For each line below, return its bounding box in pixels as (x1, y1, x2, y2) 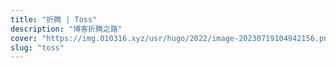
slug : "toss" (10, 42, 65, 53)
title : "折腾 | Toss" (10, 14, 98, 25)
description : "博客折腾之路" (10, 24, 123, 34)
